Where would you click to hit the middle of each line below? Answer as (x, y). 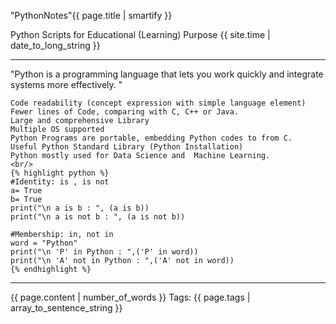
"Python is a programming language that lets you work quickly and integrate (167, 74)
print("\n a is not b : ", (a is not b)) (98, 217)
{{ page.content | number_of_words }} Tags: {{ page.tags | (130, 297)
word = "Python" (44, 243)
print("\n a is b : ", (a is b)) (80, 208)
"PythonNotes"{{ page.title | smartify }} (91, 15)
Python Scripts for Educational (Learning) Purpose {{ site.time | (140, 34)
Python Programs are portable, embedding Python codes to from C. (151, 138)
